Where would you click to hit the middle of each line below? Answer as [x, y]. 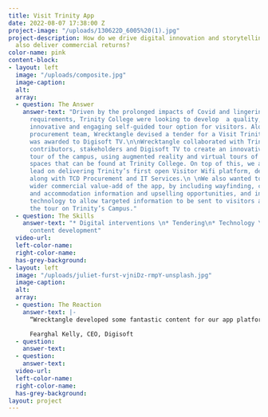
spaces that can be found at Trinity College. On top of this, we [142, 164]
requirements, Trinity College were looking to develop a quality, [146, 120]
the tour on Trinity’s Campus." [83, 208]
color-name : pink [37, 53]
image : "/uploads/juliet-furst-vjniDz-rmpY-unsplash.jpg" [114, 275]
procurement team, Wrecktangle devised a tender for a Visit [133, 134]
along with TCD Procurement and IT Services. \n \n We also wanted [140, 179]
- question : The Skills [55, 216]
